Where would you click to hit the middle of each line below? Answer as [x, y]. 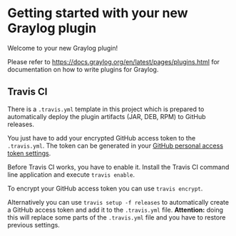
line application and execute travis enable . [71, 174]
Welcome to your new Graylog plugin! [63, 48]
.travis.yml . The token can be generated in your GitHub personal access [115, 145]
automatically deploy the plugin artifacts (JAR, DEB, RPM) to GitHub [107, 116]
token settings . [29, 153]
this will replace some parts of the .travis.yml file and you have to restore [117, 217]
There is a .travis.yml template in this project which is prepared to [106, 109]
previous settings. [34, 225]
